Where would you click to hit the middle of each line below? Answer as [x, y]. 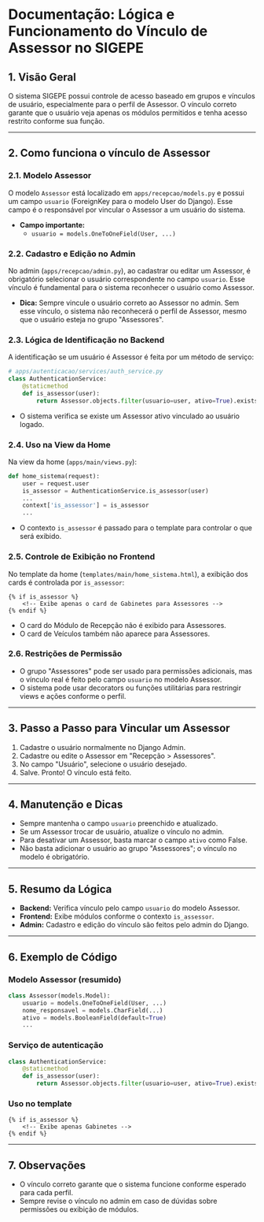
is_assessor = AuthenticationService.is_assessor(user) [116, 491]
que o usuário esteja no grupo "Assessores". [92, 319]
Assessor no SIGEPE [76, 48]
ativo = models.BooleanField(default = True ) [95, 1018]
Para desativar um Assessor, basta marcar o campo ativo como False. [133, 840]
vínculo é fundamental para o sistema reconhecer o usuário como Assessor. [132, 287]
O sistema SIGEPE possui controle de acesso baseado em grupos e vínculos [132, 96]
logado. [32, 424]
